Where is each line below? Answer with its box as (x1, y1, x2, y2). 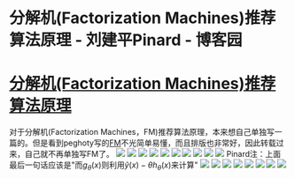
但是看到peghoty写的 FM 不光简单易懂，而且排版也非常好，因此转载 (32, 138, 276, 148)
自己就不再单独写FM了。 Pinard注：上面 (24, 149, 282, 160)
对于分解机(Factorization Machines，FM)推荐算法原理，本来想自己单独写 (9, 127, 275, 138)
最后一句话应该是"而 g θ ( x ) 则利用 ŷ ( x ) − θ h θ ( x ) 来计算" (9, 160, 198, 172)
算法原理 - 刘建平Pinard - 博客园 (9, 30, 243, 50)
